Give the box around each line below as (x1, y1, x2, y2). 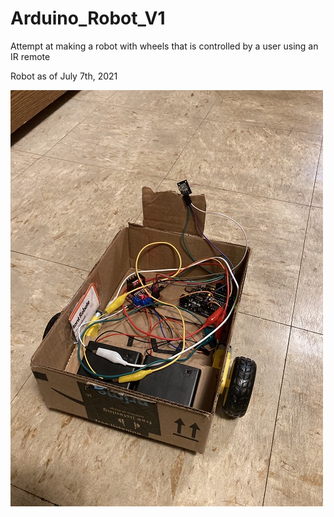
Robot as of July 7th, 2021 (10, 70, 118, 82)
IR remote (10, 50, 51, 62)
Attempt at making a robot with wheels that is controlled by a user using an (10, 40, 319, 52)
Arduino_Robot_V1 (10, 7, 166, 30)
